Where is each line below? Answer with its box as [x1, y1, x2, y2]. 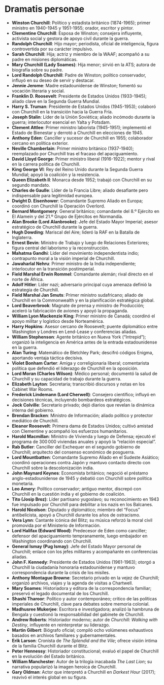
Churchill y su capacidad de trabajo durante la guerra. [11, 376, 122, 381]
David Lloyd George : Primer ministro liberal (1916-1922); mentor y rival [11, 156, 155, 162]
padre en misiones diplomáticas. [11, 56, 78, 62]
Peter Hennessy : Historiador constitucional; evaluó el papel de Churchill [11, 648, 159, 654]
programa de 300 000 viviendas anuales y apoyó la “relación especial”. [11, 439, 156, 445]
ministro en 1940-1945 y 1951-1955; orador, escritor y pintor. [11, 25, 134, 31]
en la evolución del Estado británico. [11, 653, 86, 659]
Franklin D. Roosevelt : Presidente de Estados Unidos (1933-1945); [11, 93, 147, 99]
